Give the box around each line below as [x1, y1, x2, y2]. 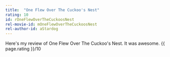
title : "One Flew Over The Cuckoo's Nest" [5, 7, 100, 13]
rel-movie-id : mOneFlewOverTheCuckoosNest [5, 21, 97, 27]
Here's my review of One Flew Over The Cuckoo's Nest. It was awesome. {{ [5, 40, 165, 46]
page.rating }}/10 [5, 46, 41, 52]
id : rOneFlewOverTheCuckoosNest [5, 17, 74, 22]
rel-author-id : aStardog [5, 26, 58, 32]
